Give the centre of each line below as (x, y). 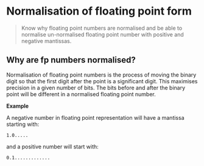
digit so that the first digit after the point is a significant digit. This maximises (102, 81)
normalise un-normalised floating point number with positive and (102, 34)
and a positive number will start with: (52, 147)
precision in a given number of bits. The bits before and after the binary (96, 88)
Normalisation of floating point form (99, 11)
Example (18, 106)
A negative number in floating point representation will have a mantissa (95, 117)
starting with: (23, 124)
